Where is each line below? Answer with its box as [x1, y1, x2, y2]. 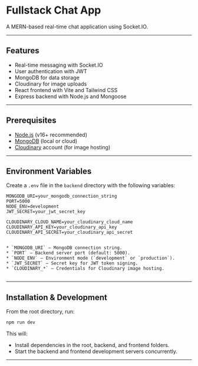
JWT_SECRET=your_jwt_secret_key [6, 209, 85, 215]
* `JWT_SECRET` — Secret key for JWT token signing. [6, 260, 138, 266]
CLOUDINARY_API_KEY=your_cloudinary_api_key [6, 224, 117, 230]
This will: [6, 330, 28, 337]
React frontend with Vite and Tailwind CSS [14, 86, 118, 93]
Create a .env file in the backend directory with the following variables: [6, 182, 176, 189]
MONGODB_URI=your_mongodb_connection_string [6, 193, 117, 200]
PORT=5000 [6, 198, 31, 204]
